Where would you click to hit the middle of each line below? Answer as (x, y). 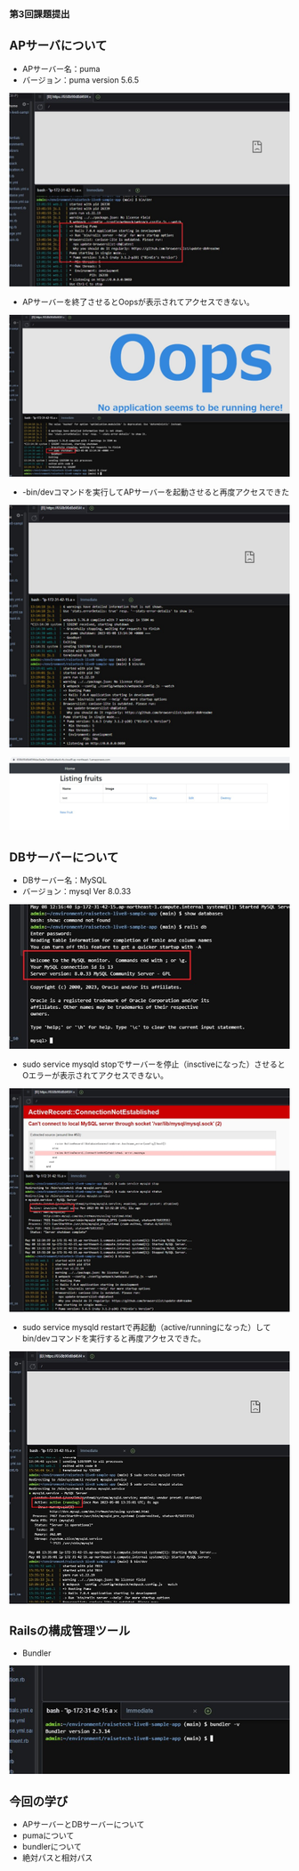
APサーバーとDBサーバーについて (83, 1825)
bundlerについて (52, 1847)
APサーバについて (58, 46)
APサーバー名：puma (61, 69)
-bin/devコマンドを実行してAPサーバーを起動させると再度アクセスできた (156, 492)
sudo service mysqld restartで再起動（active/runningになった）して (146, 1327)
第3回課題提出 (40, 13)
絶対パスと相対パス (57, 1858)
